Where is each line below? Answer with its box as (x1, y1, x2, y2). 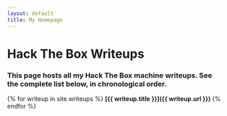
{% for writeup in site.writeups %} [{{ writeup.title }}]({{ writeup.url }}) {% (7, 94, 221, 103)
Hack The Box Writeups (7, 46, 144, 62)
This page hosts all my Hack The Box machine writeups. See (7, 70, 213, 80)
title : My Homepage (7, 16, 63, 23)
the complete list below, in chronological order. (7, 79, 167, 89)
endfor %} (7, 102, 36, 110)
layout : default (7, 10, 54, 17)
